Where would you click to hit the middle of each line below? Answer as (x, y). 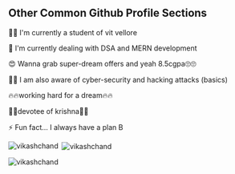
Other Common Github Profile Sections (107, 13)
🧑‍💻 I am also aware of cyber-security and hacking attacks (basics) (118, 79)
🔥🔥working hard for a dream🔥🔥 (61, 95)
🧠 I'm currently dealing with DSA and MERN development (103, 48)
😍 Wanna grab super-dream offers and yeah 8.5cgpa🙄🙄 (102, 63)
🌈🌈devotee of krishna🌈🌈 (49, 111)
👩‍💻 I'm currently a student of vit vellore (73, 32)
